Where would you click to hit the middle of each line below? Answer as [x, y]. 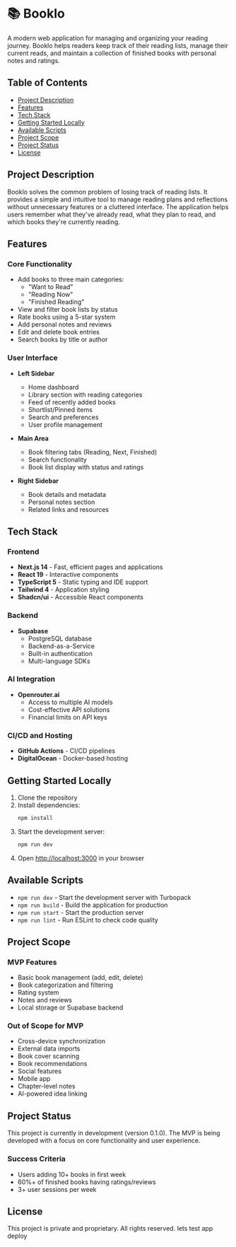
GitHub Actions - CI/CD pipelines [66, 751]
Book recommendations [52, 1064]
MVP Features [32, 962]
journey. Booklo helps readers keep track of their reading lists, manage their [118, 45]
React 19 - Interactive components [68, 575]
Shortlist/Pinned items [60, 409]
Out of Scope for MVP [46, 1026]
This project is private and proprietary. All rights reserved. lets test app [110, 1229]
